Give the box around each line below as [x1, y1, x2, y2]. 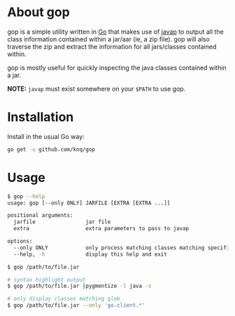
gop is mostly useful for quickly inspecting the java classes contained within [7, 63, 227, 72]
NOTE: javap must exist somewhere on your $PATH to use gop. [7, 84, 186, 93]
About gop [7, 4, 70, 20]
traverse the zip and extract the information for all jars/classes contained [7, 42, 217, 51]
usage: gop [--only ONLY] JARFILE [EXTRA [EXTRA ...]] [7, 199, 171, 206]
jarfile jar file [13, 218, 111, 225]
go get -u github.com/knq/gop [7, 145, 96, 153]
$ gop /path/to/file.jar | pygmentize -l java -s [7, 282, 152, 290]
